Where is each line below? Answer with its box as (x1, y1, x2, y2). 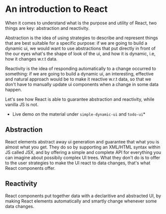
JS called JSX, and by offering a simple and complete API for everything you (5, 149, 162, 155)
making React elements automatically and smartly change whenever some (5, 198, 157, 204)
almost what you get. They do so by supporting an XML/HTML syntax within (5, 144, 161, 150)
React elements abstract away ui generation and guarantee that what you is (5, 139, 160, 144)
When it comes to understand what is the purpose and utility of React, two (5, 20, 157, 26)
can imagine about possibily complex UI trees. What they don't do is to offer (5, 154, 161, 160)
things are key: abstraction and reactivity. (5, 25, 90, 31)
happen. (5, 86, 22, 92)
